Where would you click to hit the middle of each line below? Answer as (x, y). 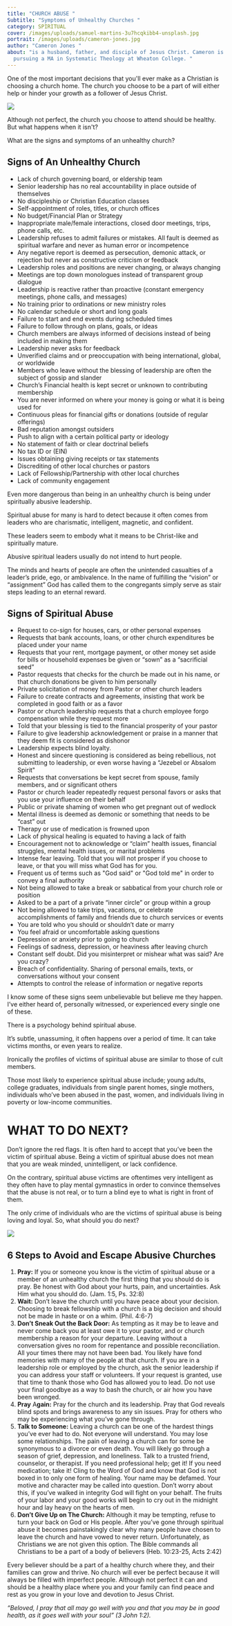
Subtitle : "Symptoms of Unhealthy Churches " (74, 20)
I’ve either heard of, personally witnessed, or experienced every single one (114, 1005)
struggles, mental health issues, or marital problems (91, 851)
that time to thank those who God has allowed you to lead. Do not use (116, 1382)
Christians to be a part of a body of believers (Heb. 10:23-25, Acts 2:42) (119, 1552)
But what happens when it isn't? (53, 127)
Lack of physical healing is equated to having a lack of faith (101, 836)
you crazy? (33, 962)
